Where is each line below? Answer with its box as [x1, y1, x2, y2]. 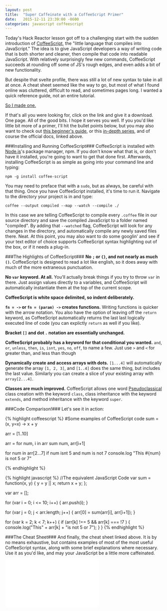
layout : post [5, 7, 32, 13]
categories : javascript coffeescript [5, 21, 84, 27]
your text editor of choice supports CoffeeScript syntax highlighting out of [5, 239, 158, 245]
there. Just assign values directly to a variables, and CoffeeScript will [5, 279, 147, 286]
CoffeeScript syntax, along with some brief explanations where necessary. [5, 545, 159, 551]
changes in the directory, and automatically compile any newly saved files [5, 228, 157, 234]
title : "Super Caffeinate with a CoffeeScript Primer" [5, 12, 124, 17]
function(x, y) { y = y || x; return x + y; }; [5, 480, 87, 486]
